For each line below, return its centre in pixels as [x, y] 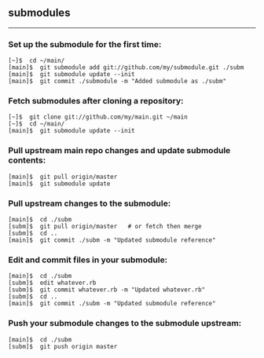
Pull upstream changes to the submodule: [90, 203]
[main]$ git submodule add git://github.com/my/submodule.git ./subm [126, 68]
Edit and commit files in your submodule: [88, 260]
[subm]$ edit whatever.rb [52, 283]
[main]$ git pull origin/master [63, 177]
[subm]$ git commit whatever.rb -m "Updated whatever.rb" [107, 290]
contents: [27, 160]
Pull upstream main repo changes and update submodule [119, 151]
